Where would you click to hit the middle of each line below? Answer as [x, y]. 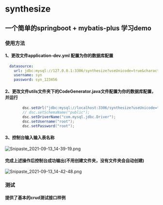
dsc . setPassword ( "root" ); [49, 126]
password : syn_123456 [35, 80]
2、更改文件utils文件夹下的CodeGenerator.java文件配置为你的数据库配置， [81, 91]
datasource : [22, 66]
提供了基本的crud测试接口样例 [35, 197]
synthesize [28, 9]
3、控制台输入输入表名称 [30, 137]
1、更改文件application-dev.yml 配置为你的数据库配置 [59, 56]
